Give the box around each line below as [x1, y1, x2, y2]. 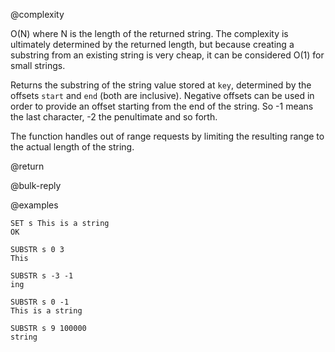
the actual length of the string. [10, 141, 135, 153]
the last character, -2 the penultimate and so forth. [10, 111, 218, 123]
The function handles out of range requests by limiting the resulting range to [10, 130, 325, 142]
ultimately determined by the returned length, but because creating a [10, 39, 295, 50]
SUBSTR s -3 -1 [10, 271, 74, 281]
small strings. [10, 60, 66, 71]
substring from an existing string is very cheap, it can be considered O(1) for [10, 49, 325, 61]
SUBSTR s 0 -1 [10, 297, 70, 307]
